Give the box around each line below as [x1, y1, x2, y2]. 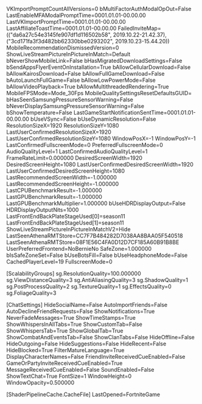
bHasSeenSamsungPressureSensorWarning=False [6, 96, 134, 103]
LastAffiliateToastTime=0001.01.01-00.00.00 [6, 24, 117, 32]
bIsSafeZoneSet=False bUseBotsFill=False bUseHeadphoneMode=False [6, 251, 188, 259]
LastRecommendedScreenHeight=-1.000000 [6, 180, 119, 187]
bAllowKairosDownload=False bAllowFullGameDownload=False [6, 70, 165, 77]
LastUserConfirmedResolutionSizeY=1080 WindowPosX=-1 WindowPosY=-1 [6, 135, 196, 142]
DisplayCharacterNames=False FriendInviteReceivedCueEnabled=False [6, 353, 186, 360]
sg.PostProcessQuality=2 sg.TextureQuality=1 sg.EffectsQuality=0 [6, 283, 172, 290]
